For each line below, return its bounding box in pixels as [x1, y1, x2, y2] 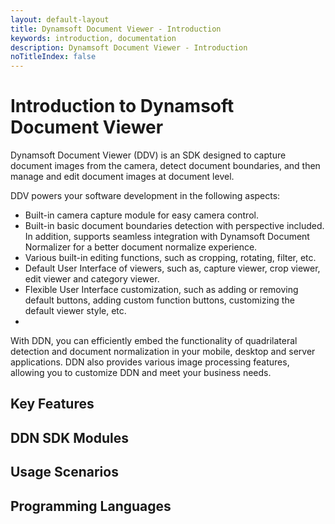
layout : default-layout [10, 14, 110, 25]
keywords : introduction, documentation [10, 33, 177, 43]
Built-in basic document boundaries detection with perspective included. [24, 220, 325, 232]
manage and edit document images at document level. [10, 171, 235, 183]
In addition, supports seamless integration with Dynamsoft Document [24, 231, 310, 243]
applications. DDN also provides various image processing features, [10, 356, 290, 368]
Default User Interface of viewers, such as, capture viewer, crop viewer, [24, 262, 321, 275]
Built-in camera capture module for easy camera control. [24, 209, 259, 221]
